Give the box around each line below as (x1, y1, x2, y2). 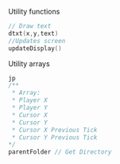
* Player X (11, 96, 48, 104)
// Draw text (8, 22, 52, 30)
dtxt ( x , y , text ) (8, 29, 59, 37)
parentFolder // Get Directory (8, 148, 112, 156)
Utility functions (8, 7, 60, 16)
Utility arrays (8, 59, 50, 68)
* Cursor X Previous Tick (11, 126, 98, 134)
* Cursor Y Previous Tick (11, 133, 98, 142)
